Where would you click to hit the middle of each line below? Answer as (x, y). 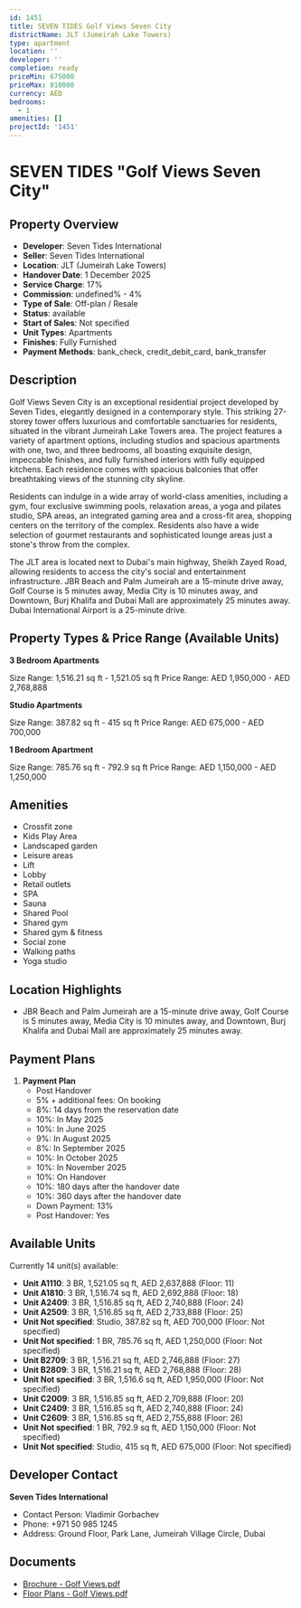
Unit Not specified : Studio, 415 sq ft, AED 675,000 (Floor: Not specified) (157, 1446)
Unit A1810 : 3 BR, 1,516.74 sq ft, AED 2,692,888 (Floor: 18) (131, 1292)
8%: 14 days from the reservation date (107, 1110)
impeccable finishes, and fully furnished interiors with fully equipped (137, 459)
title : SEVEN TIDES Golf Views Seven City (90, 26)
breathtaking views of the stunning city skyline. (97, 478)
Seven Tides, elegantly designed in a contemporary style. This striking (141, 411)
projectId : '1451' (44, 128)
